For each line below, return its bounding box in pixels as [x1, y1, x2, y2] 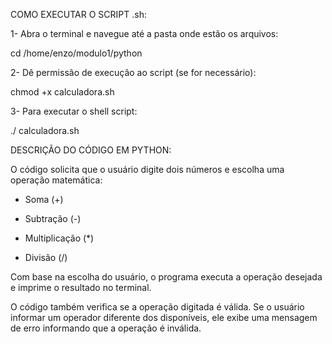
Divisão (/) [24, 252, 68, 263]
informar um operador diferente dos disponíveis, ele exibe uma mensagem [10, 312, 318, 323]
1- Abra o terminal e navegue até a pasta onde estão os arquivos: [10, 28, 279, 39]
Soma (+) [24, 194, 64, 205]
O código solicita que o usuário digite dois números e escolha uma [10, 164, 285, 175]
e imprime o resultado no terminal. [10, 282, 152, 293]
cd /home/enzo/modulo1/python [10, 47, 143, 59]
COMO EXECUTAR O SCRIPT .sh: [10, 9, 147, 20]
